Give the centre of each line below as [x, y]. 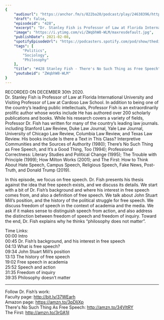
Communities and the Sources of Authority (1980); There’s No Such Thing [79, 144]
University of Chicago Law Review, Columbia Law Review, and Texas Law [79, 133]
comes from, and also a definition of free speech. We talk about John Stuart [81, 195]
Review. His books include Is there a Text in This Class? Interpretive [73, 139]
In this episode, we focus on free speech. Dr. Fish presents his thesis [74, 179]
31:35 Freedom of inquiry [30, 272]
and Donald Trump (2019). [44, 170]
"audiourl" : [26, 14]
